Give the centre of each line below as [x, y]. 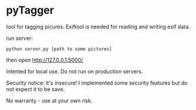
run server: [19, 38]
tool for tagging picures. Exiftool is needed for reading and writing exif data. [98, 27]
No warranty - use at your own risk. [49, 101]
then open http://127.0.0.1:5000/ [45, 60]
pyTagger [30, 10]
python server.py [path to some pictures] [59, 49]
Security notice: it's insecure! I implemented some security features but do [97, 83]
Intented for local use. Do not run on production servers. [75, 71]
